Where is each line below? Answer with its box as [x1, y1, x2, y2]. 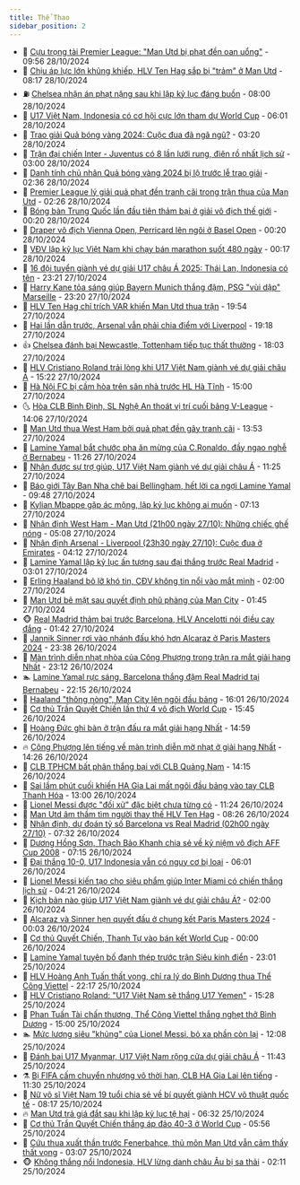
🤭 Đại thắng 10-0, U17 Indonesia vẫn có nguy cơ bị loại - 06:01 [21, 856, 253, 867]
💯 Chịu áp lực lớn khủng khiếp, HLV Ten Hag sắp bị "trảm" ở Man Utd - [21, 65, 283, 76]
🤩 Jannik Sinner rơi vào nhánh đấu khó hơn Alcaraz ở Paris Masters [21, 632, 271, 643]
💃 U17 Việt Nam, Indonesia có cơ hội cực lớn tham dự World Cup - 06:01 [21, 109, 288, 121]
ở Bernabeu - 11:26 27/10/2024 [21, 451, 137, 462]
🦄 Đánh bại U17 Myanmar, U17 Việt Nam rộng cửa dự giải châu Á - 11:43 [21, 1050, 287, 1061]
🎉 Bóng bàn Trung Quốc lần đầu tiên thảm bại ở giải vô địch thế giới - [21, 205, 278, 216]
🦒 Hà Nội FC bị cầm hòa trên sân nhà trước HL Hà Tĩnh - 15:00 [21, 380, 253, 391]
